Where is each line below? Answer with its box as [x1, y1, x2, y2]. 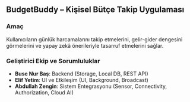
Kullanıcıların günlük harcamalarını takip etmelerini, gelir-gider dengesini [6, 35, 183, 43]
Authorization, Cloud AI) [14, 88, 74, 96]
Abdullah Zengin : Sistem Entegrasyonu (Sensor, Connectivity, [14, 83, 167, 90]
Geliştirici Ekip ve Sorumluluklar [6, 57, 100, 65]
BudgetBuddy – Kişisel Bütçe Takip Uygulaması [6, 5, 185, 15]
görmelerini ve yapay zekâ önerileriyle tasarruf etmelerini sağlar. [6, 42, 164, 49]
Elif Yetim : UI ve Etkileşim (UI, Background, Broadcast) [14, 76, 148, 83]
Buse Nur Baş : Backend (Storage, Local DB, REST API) [14, 70, 148, 77]
